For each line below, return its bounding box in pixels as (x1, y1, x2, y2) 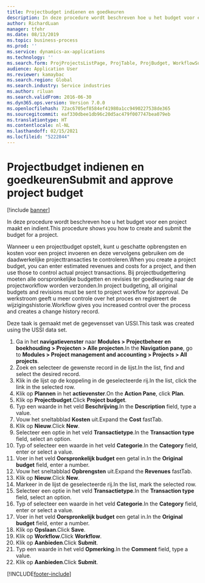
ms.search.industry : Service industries (7, 83, 111, 89)
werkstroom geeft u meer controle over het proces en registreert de (7, 294, 177, 302)
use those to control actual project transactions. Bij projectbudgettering (7, 269, 186, 276)
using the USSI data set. (7, 326, 68, 333)
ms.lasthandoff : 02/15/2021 (7, 128, 78, 134)
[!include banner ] (7, 206, 50, 214)
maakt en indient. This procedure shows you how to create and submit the (7, 224, 192, 232)
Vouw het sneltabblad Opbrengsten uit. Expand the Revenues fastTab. (15, 468, 192, 475)
